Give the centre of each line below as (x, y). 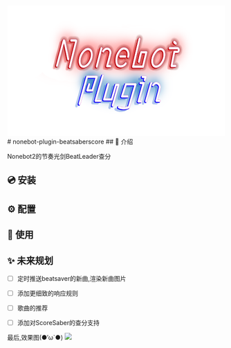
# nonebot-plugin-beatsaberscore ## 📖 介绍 (70, 141)
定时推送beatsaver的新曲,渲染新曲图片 (72, 278)
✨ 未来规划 (30, 260)
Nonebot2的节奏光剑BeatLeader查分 (59, 156)
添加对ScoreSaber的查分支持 (58, 323)
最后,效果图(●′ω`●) (35, 338)
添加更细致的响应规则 (47, 293)
